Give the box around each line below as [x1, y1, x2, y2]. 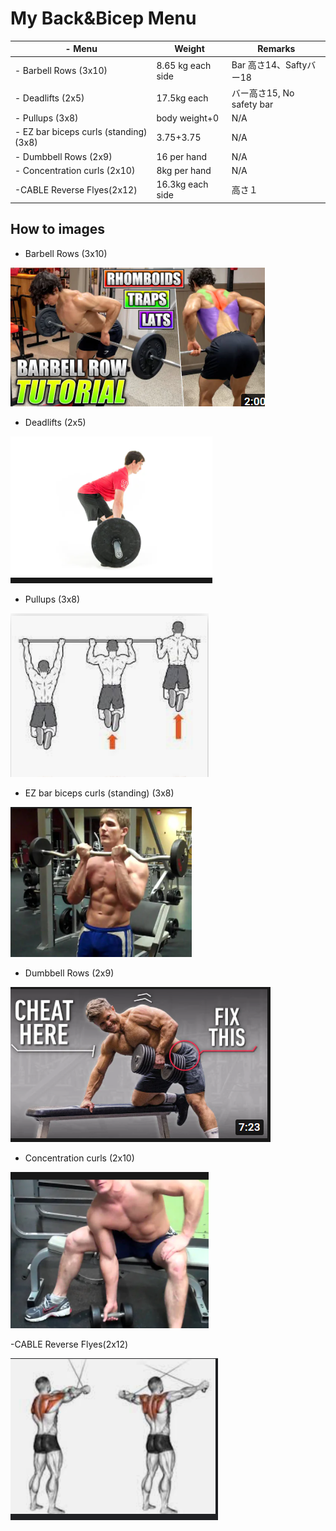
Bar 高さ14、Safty [231, 58, 308, 71]
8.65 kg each [156, 59, 212, 71]
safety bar [231, 98, 274, 110]
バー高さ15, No [231, 87, 295, 99]
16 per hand [156, 150, 208, 162]
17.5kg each [156, 92, 209, 104]
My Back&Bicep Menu [10, 7, 197, 30]
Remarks [257, 43, 296, 55]
